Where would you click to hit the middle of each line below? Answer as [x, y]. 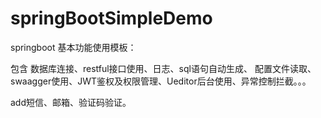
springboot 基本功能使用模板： [73, 47]
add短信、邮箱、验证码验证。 [71, 102]
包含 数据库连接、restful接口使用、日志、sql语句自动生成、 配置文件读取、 [163, 68]
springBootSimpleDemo [111, 18]
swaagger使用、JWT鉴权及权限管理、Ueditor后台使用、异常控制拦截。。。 [161, 81]
